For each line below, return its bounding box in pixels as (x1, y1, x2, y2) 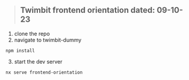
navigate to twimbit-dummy (14, 36, 82, 44)
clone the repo (14, 30, 50, 37)
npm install (5, 48, 35, 54)
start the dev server (14, 58, 63, 65)
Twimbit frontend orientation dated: (20, 5, 155, 15)
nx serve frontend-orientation (5, 69, 83, 75)
